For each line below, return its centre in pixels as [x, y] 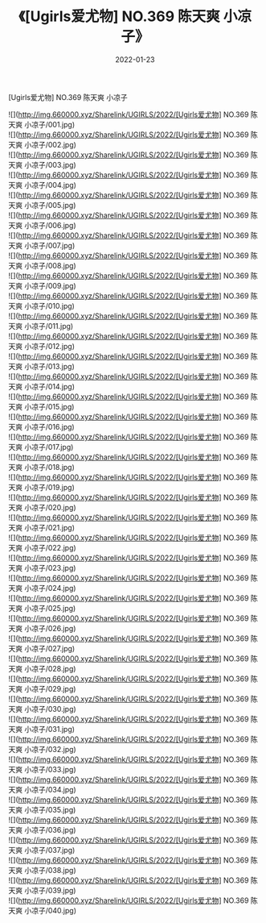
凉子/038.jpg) [53, 870]
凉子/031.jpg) [53, 729]
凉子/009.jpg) [53, 285]
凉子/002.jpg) [53, 144]
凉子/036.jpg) [53, 829]
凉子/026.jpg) [53, 628]
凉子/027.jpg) [53, 648]
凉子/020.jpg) [53, 507]
